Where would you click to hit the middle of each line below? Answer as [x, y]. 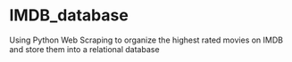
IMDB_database [69, 15]
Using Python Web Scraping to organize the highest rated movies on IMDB [146, 40]
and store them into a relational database [84, 49]
